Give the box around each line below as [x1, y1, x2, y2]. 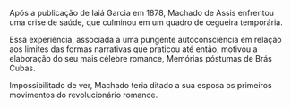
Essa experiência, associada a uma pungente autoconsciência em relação [9, 35, 282, 45]
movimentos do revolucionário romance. [9, 89, 158, 100]
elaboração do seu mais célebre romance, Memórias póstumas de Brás [9, 53, 273, 63]
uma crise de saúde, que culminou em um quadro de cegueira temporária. [9, 17, 284, 28]
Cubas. [9, 62, 36, 73]
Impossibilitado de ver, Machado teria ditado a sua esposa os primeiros [9, 80, 272, 90]
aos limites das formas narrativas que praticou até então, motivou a [9, 44, 258, 54]
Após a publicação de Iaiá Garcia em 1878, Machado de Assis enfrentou [9, 8, 275, 18]
